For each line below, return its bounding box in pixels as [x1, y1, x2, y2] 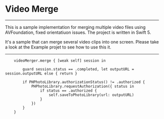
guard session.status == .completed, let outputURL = [22, 67, 134, 71]
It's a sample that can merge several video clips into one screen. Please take [5, 39, 159, 45]
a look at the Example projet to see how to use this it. [5, 44, 111, 50]
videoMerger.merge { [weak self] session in [14, 58, 106, 63]
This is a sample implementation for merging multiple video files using [5, 24, 146, 30]
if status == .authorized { [40, 88, 97, 93]
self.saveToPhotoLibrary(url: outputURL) [48, 92, 134, 97]
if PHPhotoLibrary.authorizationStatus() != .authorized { [22, 79, 145, 84]
